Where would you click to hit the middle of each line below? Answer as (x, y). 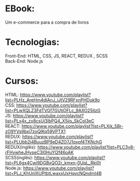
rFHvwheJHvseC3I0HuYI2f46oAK (39, 152)
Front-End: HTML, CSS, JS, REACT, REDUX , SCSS (56, 56)
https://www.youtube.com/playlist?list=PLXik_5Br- (72, 126)
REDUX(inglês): (21, 147)
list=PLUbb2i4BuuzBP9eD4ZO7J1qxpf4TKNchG (54, 142)
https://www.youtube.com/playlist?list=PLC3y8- (86, 147)
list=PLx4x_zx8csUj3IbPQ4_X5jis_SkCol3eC (50, 121)
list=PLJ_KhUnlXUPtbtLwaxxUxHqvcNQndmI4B (53, 173)
